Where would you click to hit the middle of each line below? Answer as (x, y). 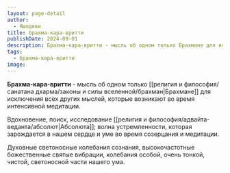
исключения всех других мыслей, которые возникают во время (101, 99)
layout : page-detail (37, 13)
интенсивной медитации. (44, 106)
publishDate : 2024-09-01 (42, 39)
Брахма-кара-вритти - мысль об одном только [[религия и (95, 84)
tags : (15, 52)
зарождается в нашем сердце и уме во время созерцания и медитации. (113, 134)
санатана (21, 91)
